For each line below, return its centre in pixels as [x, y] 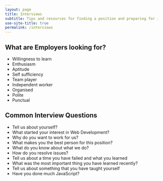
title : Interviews [24, 14]
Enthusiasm [24, 64]
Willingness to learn [32, 59]
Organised [22, 90]
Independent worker [32, 84]
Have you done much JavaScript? [46, 173]
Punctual [21, 100]
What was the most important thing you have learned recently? [75, 163]
